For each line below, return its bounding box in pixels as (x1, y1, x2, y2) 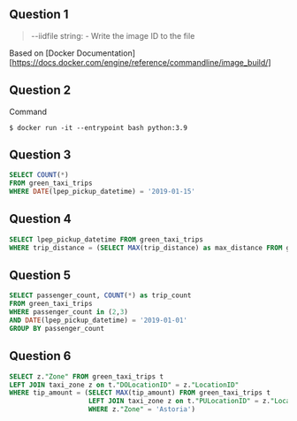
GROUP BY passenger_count (9, 324, 104, 333)
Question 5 (9, 268, 72, 283)
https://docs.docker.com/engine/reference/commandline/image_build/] (11, 57, 271, 67)
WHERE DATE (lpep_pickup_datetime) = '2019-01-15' (9, 188, 196, 196)
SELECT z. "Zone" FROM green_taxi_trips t (9, 371, 164, 381)
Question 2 (9, 83, 72, 98)
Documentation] (76, 48, 135, 58)
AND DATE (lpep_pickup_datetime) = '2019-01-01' (9, 316, 188, 325)
